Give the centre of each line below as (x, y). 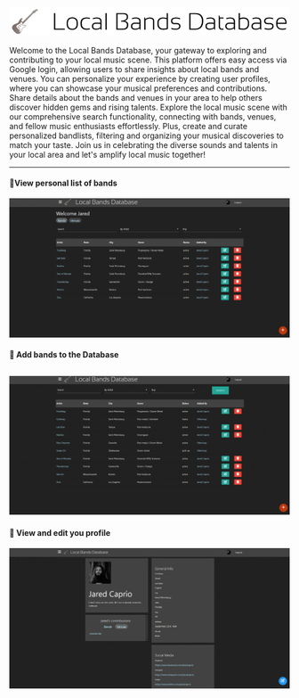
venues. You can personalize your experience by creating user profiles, (140, 78)
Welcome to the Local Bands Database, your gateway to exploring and (138, 50)
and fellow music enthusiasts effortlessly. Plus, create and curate (128, 126)
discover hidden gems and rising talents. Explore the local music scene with (148, 107)
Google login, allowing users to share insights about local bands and (134, 69)
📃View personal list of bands (63, 183)
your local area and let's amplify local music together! (108, 154)
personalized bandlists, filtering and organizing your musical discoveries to (147, 135)
